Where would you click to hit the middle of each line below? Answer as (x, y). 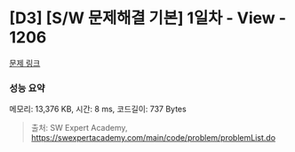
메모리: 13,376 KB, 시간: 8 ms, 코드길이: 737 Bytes (98, 109)
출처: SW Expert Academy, (79, 128)
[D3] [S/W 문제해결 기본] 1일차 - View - (148, 18)
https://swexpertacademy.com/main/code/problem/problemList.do (153, 138)
